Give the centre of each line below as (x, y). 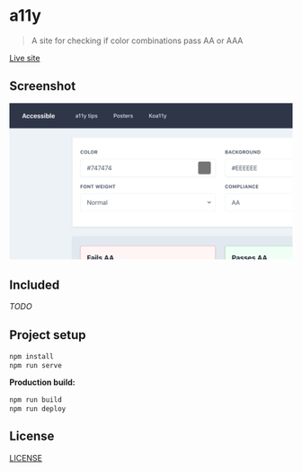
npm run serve (36, 365)
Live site (25, 58)
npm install (31, 356)
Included (35, 285)
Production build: (42, 382)
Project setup (48, 335)
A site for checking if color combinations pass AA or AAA (137, 40)
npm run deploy (38, 409)
